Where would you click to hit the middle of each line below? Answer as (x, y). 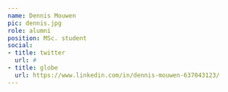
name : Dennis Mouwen (42, 16)
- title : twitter (37, 53)
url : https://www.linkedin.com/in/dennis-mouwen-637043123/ (117, 75)
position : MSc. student (47, 38)
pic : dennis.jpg (35, 23)
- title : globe (33, 68)
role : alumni (29, 30)
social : (20, 46)
